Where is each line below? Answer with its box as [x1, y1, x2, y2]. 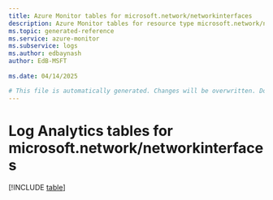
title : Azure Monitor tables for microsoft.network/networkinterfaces [8, 11, 253, 20]
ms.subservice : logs [8, 42, 79, 50]
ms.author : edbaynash [8, 49, 82, 57]
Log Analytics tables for [8, 121, 173, 140]
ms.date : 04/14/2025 [8, 72, 79, 80]
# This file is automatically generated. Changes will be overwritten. [8, 87, 256, 95]
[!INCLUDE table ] [8, 183, 67, 193]
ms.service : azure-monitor [8, 34, 100, 43]
